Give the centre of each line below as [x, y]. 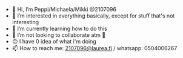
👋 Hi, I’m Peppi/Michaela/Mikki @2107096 [64, 9]
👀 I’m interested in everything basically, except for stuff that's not [93, 16]
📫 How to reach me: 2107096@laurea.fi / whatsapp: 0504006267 [95, 48]
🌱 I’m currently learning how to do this [59, 28]
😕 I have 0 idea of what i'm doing [54, 41]
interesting [25, 22]
